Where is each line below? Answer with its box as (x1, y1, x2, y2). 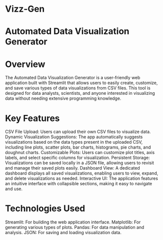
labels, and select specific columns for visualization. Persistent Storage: (5, 155, 150, 161)
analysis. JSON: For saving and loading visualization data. (5, 230, 121, 236)
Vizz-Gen (5, 3, 45, 15)
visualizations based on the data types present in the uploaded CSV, (5, 139, 143, 145)
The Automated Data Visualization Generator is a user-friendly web (5, 75, 140, 81)
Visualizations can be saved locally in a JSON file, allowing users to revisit (5, 160, 154, 166)
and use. (5, 186, 23, 192)
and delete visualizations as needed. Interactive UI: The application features (5, 175, 158, 181)
